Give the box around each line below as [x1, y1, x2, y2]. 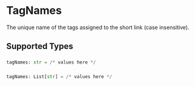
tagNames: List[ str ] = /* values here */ [6, 74, 113, 80]
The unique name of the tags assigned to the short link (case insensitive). [6, 24, 190, 31]
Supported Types [6, 41, 74, 51]
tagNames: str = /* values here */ [6, 59, 96, 65]
